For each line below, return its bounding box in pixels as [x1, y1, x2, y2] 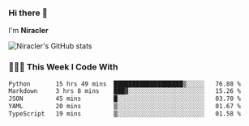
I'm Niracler [8, 26, 49, 36]
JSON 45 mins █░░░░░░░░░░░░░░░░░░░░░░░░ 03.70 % [8, 94, 242, 103]
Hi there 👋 [8, 7, 49, 19]
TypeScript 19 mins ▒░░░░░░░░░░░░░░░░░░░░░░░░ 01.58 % [8, 110, 242, 118]
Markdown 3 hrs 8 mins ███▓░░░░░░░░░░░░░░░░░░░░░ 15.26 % [8, 87, 242, 95]
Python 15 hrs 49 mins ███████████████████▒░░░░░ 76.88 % [8, 80, 242, 88]
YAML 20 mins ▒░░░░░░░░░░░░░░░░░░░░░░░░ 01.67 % [8, 103, 242, 111]
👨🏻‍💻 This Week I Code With [8, 61, 118, 73]
